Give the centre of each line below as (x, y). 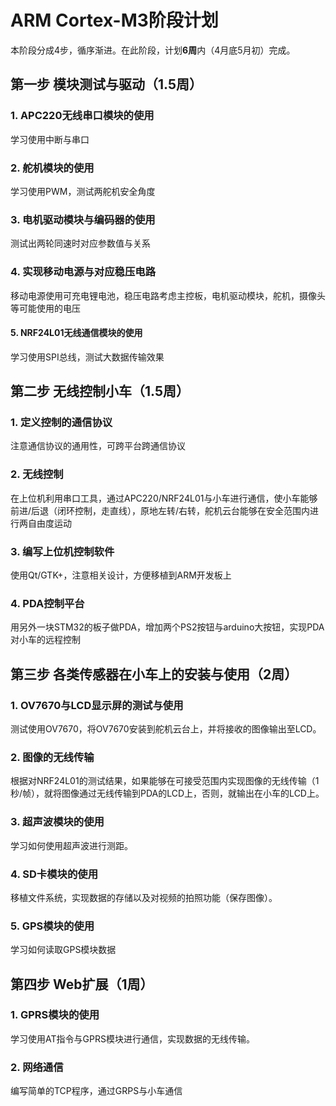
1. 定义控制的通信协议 (61, 423)
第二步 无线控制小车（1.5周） (100, 391)
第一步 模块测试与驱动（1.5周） (106, 84)
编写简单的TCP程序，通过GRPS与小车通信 (96, 1091)
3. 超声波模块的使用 (57, 822)
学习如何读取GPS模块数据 (63, 950)
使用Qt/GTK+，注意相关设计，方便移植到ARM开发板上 (121, 575)
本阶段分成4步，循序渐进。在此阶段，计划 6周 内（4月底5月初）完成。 (153, 50)
